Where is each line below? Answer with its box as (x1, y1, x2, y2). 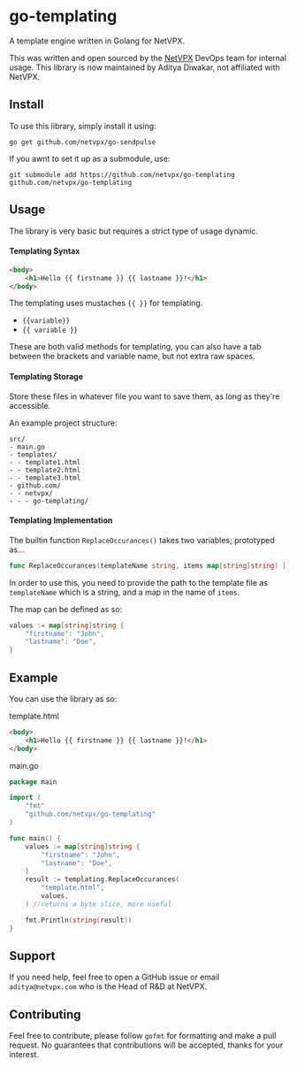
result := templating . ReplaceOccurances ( (25, 875, 179, 884)
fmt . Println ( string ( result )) (25, 916, 133, 925)
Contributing (9, 1007, 81, 1022)
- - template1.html (9, 457, 81, 466)
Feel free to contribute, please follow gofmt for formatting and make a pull (9, 1031, 277, 1041)
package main (9, 777, 57, 787)
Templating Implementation (9, 515, 113, 526)
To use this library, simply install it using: (9, 120, 156, 131)
